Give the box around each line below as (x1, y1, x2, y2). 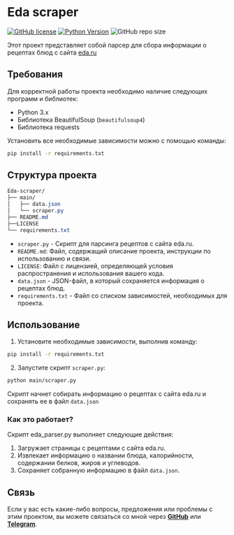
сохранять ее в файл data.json (7, 397, 99, 406)
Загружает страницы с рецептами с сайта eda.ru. (17, 444, 166, 453)
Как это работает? (7, 415, 73, 425)
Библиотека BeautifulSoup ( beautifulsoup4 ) (17, 115, 145, 124)
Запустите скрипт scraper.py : (17, 364, 106, 372)
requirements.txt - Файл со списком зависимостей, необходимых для (17, 291, 228, 300)
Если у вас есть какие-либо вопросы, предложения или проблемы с (7, 505, 213, 513)
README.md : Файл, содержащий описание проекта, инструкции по (17, 247, 211, 255)
